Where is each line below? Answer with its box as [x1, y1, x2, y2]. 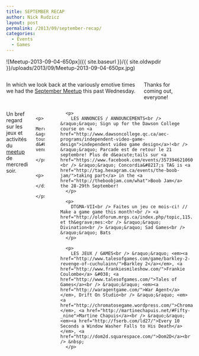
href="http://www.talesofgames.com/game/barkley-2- [60, 256, 191, 262]
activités [6, 135, 27, 142]
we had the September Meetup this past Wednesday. [6, 87, 136, 94]
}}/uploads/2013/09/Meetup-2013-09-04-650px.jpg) [6, 64, 136, 71]
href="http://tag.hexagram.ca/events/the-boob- [60, 167, 180, 173]
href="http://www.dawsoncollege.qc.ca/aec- [60, 131, 169, 137]
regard [6, 116, 23, 123]
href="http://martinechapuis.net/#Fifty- [86, 307, 191, 313]
